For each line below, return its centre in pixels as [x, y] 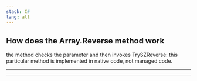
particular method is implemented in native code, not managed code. [89, 61]
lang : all [18, 17]
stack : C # [18, 11]
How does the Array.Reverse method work [85, 41]
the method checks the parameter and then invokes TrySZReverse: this [92, 55]
